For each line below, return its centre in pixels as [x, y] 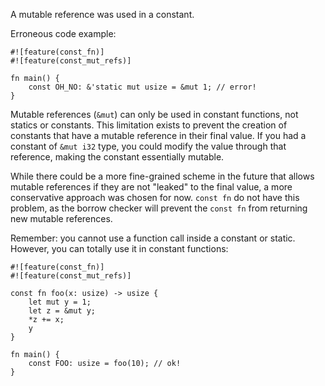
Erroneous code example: [63, 33]
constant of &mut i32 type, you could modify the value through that [148, 146]
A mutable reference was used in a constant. [102, 14]
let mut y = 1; [60, 302]
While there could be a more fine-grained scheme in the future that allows [162, 176]
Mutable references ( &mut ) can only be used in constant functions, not [154, 114]
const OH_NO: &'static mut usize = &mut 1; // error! [142, 87]
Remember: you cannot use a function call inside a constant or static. [153, 238]
